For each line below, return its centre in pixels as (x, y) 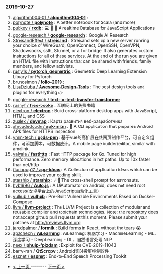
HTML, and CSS (29, 116)
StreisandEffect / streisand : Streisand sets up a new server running (81, 41)
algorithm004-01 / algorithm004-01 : (50, 18)
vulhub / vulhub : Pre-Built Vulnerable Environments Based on (75, 197)
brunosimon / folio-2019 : (39, 82)
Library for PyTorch (32, 77)
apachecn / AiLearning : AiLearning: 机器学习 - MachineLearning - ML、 (86, 233)
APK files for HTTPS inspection (44, 132)
